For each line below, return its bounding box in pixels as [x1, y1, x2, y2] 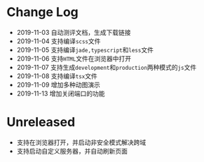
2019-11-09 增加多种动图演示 [16, 80, 101, 89]
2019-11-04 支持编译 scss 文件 [16, 36, 101, 45]
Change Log [6, 4, 79, 20]
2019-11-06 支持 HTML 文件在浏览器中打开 [16, 54, 131, 63]
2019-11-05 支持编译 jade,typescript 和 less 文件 [16, 45, 154, 54]
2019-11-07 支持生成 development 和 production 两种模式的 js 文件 [16, 63, 197, 71]
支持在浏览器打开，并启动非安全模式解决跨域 [16, 138, 147, 147]
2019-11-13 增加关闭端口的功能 [16, 89, 106, 98]
